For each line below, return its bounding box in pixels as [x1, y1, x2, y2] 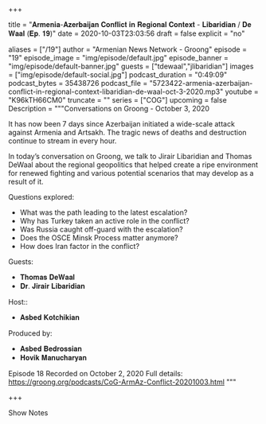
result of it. [8, 177, 44, 186]
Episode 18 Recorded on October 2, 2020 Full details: [8, 369, 183, 378]
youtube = [225, 87, 259, 96]
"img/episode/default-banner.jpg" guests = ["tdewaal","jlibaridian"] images [8, 61, 254, 71]
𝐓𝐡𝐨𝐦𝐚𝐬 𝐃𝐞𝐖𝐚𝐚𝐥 [19, 272, 76, 282]
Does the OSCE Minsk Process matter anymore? [19, 233, 178, 243]
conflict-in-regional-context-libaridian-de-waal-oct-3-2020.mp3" [8, 87, 224, 96]
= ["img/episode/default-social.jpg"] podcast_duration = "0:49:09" [8, 70, 228, 80]
